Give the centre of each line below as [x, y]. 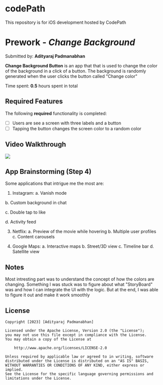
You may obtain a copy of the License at [48, 339]
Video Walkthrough [36, 144]
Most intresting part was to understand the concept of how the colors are [80, 279]
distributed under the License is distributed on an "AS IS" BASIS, [77, 361]
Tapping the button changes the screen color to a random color [77, 128]
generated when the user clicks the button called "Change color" [71, 76]
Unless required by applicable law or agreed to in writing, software [79, 357]
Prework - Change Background [70, 42]
